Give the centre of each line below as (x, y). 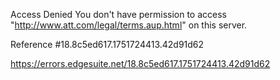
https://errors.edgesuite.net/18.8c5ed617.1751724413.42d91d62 (140, 63)
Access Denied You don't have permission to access (118, 14)
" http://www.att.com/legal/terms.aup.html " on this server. (129, 25)
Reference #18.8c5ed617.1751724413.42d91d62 (107, 44)
